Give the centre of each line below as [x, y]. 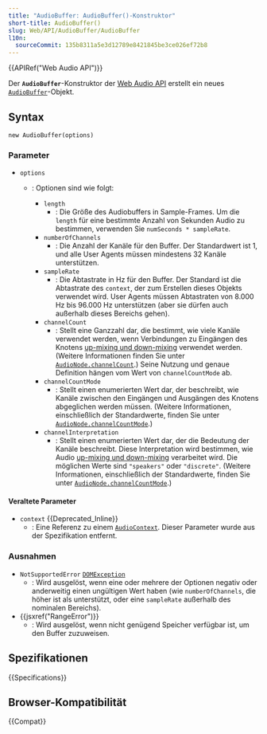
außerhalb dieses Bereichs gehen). [112, 314]
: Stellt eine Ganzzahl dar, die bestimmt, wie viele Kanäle [148, 331]
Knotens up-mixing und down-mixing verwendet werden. [149, 347]
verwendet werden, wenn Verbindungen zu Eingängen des [151, 339]
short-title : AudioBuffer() [55, 23]
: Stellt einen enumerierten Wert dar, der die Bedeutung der [152, 441]
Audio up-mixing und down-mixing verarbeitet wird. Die [147, 457]
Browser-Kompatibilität [68, 702]
